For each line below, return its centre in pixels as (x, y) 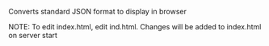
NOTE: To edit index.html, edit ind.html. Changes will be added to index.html (135, 27)
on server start (33, 35)
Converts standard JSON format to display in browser (98, 11)
